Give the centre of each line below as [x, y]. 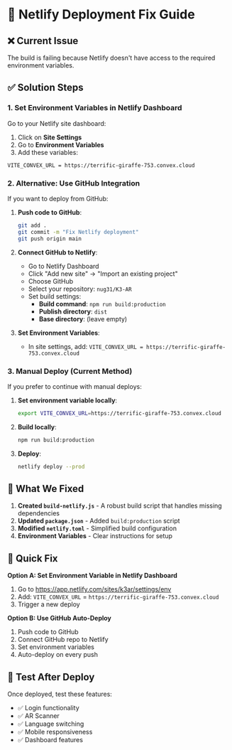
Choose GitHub [51, 281]
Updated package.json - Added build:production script [99, 521]
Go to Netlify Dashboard [63, 266]
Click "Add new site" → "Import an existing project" [103, 274]
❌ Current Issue [43, 41]
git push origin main [49, 239]
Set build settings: [55, 296]
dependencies [39, 513]
